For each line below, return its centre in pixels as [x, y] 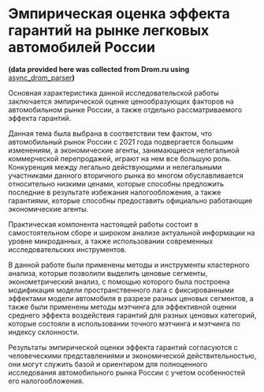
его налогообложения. [46, 381]
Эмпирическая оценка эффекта [119, 14]
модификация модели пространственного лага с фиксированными [121, 290]
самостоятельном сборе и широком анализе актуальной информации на [132, 232]
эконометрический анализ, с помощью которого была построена [119, 281]
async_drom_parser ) [41, 77]
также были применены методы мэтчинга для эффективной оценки [123, 307]
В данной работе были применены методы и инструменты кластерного [129, 265]
